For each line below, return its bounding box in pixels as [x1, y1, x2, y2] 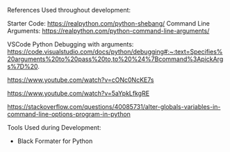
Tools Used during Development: [7, 124, 101, 131]
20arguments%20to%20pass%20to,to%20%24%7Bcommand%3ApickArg [7, 55, 224, 63]
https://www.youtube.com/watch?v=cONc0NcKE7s [7, 76, 154, 84]
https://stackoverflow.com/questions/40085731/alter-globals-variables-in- [7, 103, 221, 110]
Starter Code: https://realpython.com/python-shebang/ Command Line [7, 19, 210, 27]
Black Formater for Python [17, 137, 93, 145]
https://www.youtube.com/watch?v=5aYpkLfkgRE [7, 90, 150, 97]
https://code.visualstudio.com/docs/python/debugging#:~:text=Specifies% [7, 48, 223, 56]
